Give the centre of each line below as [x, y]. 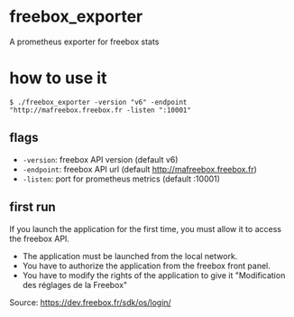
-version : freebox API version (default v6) [100, 159]
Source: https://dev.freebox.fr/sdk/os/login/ [90, 302]
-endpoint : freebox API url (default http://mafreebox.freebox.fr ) [139, 169]
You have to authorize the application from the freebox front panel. [146, 266]
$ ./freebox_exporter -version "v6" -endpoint [98, 102]
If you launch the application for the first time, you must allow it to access [146, 228]
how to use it [58, 78]
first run [32, 207]
